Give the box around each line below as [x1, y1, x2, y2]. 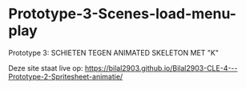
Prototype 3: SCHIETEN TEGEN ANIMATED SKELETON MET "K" [8, 48, 219, 57]
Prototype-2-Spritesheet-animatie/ [8, 72, 123, 81]
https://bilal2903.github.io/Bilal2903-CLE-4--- [84, 63, 238, 72]
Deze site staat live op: [8, 63, 83, 72]
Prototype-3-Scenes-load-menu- [8, 5, 236, 23]
